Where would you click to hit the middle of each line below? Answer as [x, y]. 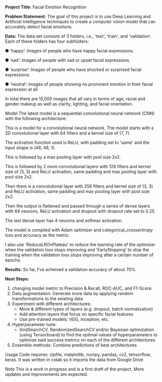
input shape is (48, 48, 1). [30, 148]
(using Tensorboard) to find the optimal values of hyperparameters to [88, 335]
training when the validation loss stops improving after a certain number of [79, 255]
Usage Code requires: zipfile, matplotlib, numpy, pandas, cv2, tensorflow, [78, 355]
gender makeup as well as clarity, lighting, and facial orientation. [69, 104]
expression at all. [22, 89]
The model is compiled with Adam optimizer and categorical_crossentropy [79, 230]
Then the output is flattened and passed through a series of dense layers [78, 206]
